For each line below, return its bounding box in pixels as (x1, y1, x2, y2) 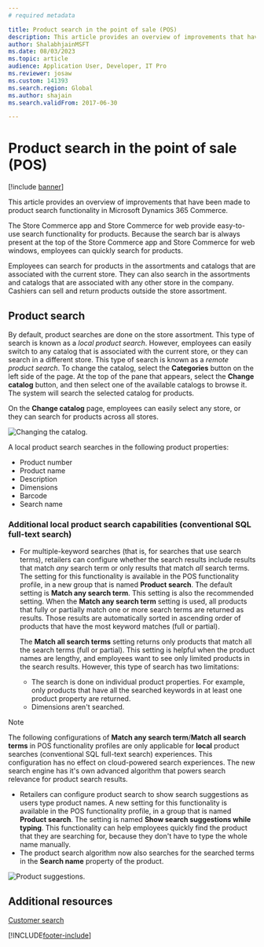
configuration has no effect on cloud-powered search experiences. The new (8, 758, 255, 767)
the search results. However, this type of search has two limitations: (19, 662, 240, 672)
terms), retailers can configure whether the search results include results (19, 555, 256, 564)
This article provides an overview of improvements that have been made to (8, 197, 251, 207)
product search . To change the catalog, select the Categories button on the (8, 363, 254, 373)
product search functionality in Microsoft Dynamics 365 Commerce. (8, 206, 229, 215)
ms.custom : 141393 (8, 76, 68, 85)
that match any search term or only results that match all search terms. (19, 563, 250, 573)
